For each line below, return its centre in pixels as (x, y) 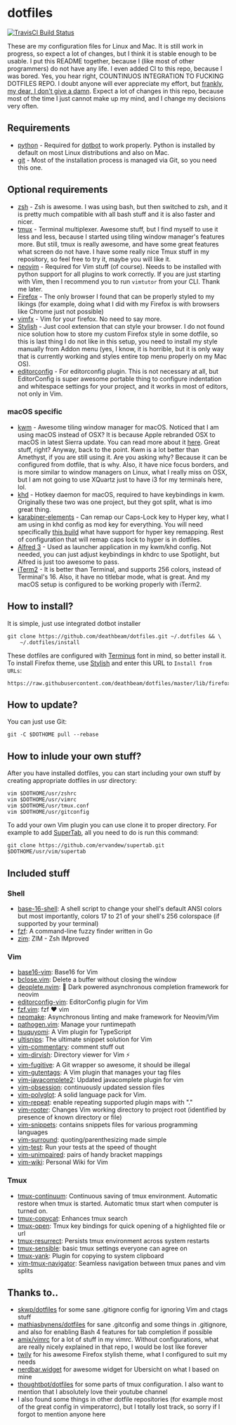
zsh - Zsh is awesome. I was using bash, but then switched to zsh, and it (123, 206)
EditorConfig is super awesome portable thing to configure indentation (119, 379)
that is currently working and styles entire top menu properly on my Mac (122, 356)
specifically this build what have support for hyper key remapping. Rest (120, 532)
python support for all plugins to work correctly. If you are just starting (119, 274)
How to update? (42, 705)
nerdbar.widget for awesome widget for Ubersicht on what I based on (118, 1369)
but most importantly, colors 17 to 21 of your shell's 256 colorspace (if (118, 916)
